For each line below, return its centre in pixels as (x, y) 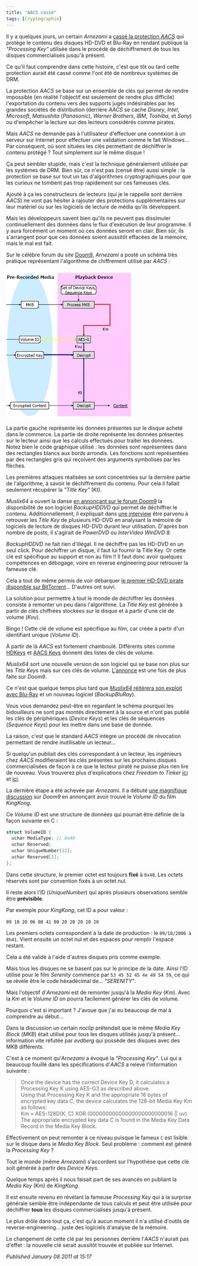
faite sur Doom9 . (27, 676)
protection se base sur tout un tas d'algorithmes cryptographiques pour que (99, 176)
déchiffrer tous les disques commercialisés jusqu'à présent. (79, 1209)
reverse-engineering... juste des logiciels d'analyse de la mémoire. (87, 1227)
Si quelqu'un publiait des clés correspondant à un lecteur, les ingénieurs (94, 754)
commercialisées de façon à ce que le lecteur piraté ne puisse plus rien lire (98, 766)
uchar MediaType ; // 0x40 (43, 838)
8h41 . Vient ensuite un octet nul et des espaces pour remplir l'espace (90, 939)
